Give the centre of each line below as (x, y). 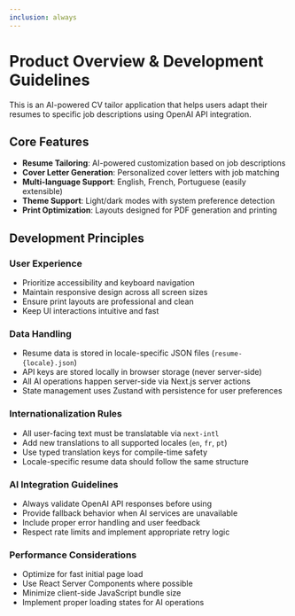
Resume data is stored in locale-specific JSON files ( (118, 353)
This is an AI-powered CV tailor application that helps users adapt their (139, 105)
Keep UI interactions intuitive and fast (90, 311)
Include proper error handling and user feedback (111, 522)
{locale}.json (48, 363)
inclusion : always (43, 17)
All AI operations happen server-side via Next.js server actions (136, 381)
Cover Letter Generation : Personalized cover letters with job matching (151, 173)
